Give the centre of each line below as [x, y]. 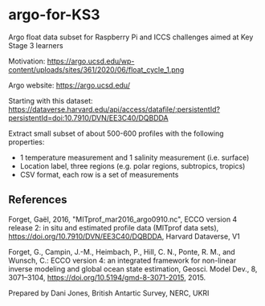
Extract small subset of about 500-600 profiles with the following [116, 133]
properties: [26, 141]
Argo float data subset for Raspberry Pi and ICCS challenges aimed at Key [131, 37]
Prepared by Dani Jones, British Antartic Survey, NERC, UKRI [109, 293]
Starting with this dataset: [51, 100]
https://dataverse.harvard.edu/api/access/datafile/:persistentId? [114, 109]
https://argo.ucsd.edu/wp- [91, 61]
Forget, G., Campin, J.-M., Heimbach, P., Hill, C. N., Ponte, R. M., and [122, 251]
